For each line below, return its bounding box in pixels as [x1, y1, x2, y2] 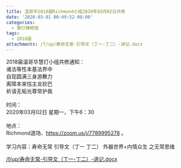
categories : [6, 19, 35, 25]
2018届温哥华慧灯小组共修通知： [6, 58, 85, 65]
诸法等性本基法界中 [6, 65, 53, 72]
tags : [6, 31, 19, 36]
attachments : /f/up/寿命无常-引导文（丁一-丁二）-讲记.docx [6, 42, 143, 48]
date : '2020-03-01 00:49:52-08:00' [6, 14, 93, 20]
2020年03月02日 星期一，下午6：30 [6, 108, 95, 115]
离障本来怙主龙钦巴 [6, 80, 53, 87]
